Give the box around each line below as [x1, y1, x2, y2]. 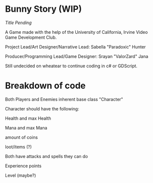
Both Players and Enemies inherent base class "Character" [5, 96, 123, 102]
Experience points [5, 163, 42, 169]
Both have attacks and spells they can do [5, 153, 88, 159]
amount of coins [5, 134, 38, 140]
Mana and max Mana [5, 125, 47, 131]
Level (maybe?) [5, 172, 36, 178]
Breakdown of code [5, 80, 86, 91]
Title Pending [5, 20, 32, 26]
